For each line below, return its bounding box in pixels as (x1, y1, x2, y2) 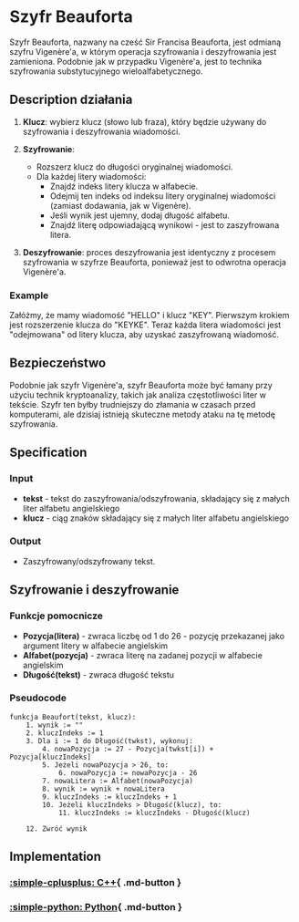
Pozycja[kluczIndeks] (9, 752, 92, 761)
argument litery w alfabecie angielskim (22, 640, 169, 651)
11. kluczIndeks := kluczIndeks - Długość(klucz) (57, 808, 251, 817)
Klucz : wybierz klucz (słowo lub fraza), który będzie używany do (22, 116, 267, 127)
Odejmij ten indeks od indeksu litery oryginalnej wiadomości (49, 190, 276, 202)
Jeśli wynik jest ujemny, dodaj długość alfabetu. (49, 210, 231, 221)
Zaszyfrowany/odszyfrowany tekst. (22, 555, 156, 566)
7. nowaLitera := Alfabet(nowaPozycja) (42, 776, 194, 785)
